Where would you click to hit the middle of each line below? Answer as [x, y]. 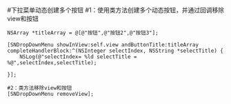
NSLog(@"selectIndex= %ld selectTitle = [78, 57]
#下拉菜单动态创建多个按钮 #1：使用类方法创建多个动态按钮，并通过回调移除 [116, 10]
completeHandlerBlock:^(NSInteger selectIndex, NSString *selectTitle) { [115, 51]
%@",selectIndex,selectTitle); [52, 63]
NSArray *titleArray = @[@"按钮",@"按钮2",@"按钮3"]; [83, 33]
